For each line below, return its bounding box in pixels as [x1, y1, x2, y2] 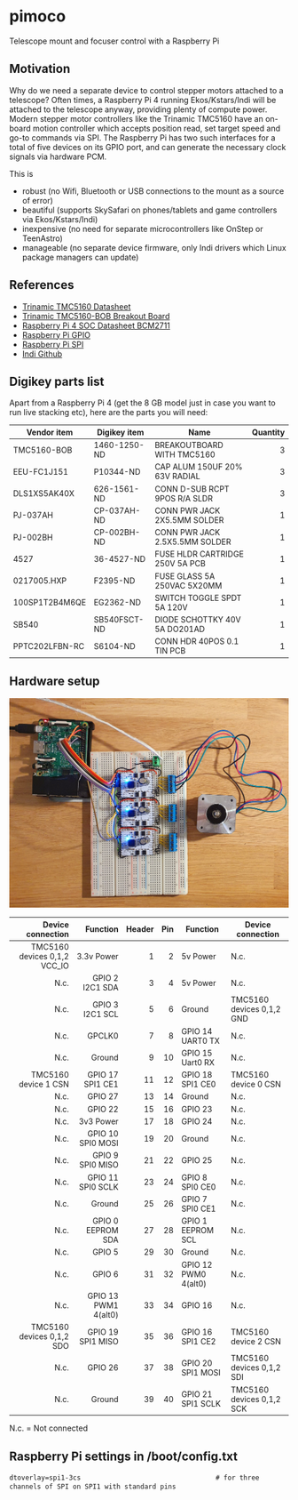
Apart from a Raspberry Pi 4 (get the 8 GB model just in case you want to [9, 397, 277, 408]
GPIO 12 [181, 1259, 213, 1270]
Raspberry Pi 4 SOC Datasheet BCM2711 [21, 320, 171, 331]
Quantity [251, 427, 286, 437]
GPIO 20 [181, 1358, 213, 1368]
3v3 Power [78, 1116, 119, 1127]
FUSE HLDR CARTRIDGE [154, 549, 244, 559]
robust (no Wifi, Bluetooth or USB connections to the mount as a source [21, 185, 285, 197]
